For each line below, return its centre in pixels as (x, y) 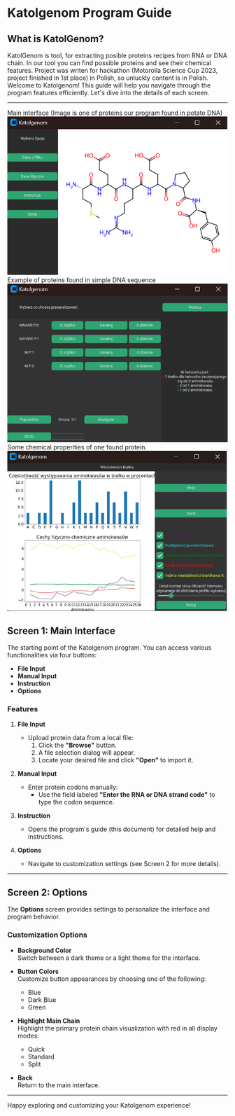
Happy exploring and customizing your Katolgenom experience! (99, 1105)
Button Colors (38, 971)
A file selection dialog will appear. (87, 753)
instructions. (46, 837)
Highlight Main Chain (49, 1021)
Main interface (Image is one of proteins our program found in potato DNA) (115, 113)
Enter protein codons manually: (73, 787)
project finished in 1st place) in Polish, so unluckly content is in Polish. (108, 78)
